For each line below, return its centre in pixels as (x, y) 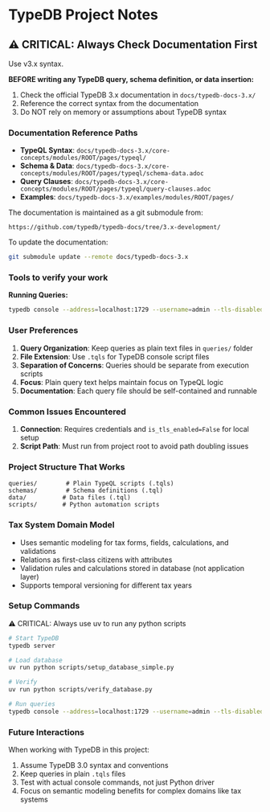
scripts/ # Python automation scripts (84, 505)
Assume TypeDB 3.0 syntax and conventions (94, 765)
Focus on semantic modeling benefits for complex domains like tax (131, 791)
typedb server (32, 646)
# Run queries (32, 704)
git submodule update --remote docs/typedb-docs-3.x (98, 257)
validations (38, 551)
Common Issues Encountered (67, 412)
